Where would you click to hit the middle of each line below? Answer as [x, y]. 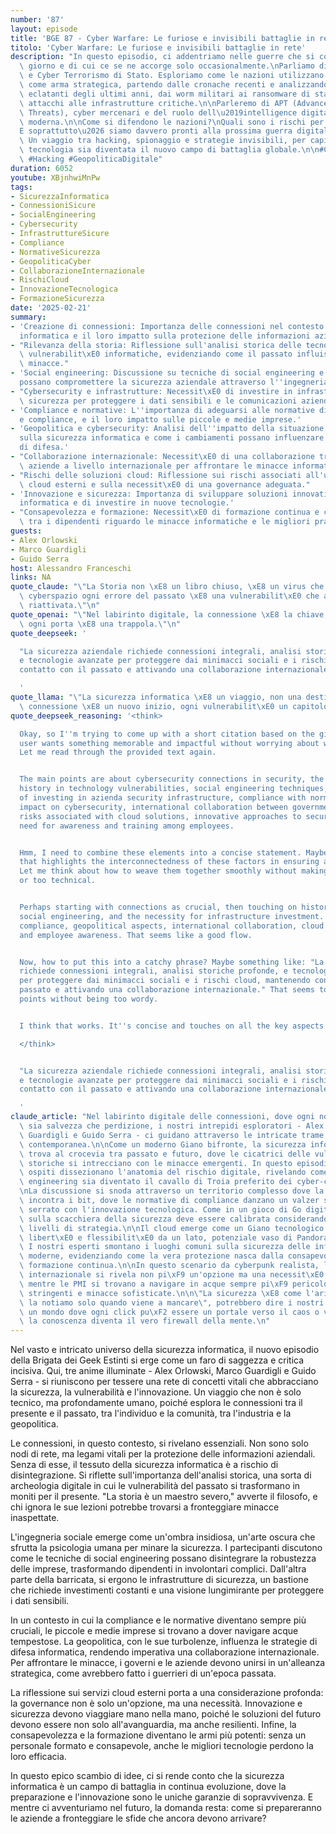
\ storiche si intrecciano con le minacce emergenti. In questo [156, 1163]
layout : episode [44, 29]
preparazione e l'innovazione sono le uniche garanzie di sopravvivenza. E [162, 1797]
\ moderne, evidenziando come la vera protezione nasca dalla [151, 1256]
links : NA [31, 577]
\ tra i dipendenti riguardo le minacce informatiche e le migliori [165, 522]
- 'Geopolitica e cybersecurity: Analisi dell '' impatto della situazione [167, 429]
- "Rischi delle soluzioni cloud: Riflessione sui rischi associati [156, 475]
